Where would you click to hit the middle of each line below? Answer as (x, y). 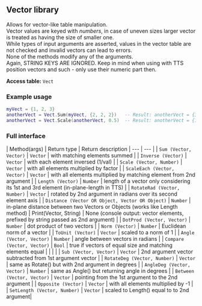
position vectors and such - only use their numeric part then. (81, 69)
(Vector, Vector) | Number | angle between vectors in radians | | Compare (95, 239)
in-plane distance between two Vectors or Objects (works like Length (92, 207)
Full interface (26, 136)
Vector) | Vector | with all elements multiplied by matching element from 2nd (101, 175)
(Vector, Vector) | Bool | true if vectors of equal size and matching (90, 245)
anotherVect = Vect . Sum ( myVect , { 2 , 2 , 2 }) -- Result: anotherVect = (98, 115)
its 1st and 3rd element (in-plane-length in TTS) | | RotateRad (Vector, (93, 188)
